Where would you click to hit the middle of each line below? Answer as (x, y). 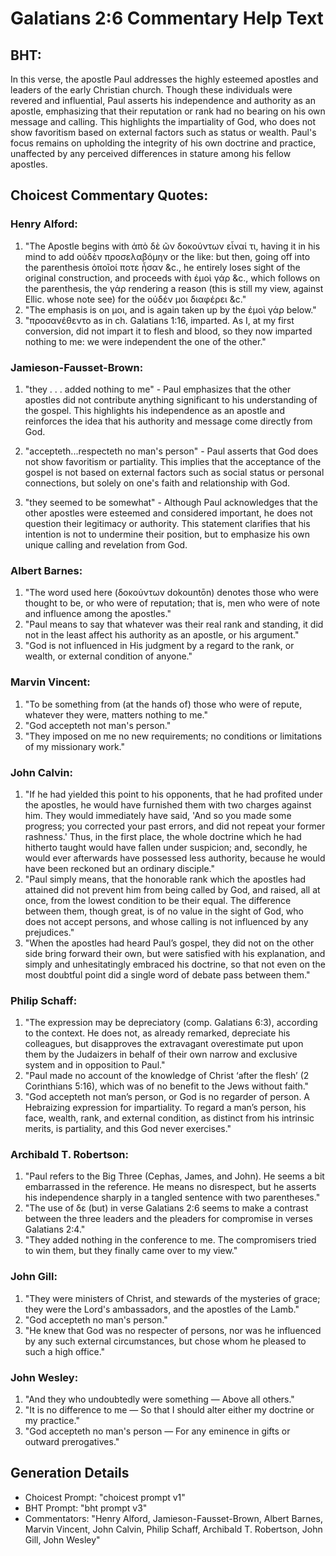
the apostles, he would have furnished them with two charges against (168, 804)
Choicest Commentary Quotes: (109, 195)
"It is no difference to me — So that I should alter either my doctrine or (169, 1410)
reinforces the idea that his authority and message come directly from (168, 421)
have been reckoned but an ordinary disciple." (119, 868)
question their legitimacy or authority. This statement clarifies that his (167, 523)
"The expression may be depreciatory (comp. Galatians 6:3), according (171, 1023)
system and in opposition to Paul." (95, 1065)
